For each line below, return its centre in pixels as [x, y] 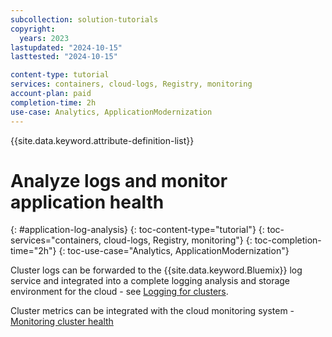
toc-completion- [288, 240]
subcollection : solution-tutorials [84, 19]
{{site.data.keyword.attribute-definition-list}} [102, 140]
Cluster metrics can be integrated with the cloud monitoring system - [152, 311]
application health [87, 202]
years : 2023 [44, 38]
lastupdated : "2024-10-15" [66, 47]
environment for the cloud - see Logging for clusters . [119, 292]
